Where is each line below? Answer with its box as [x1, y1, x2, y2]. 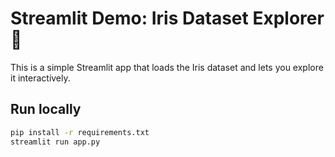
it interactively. [10, 72, 71, 84]
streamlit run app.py [10, 137, 101, 147]
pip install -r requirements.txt [10, 127, 150, 137]
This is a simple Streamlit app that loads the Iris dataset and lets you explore [10, 61, 324, 73]
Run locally [10, 101, 82, 118]
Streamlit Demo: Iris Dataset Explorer [10, 7, 325, 30]
